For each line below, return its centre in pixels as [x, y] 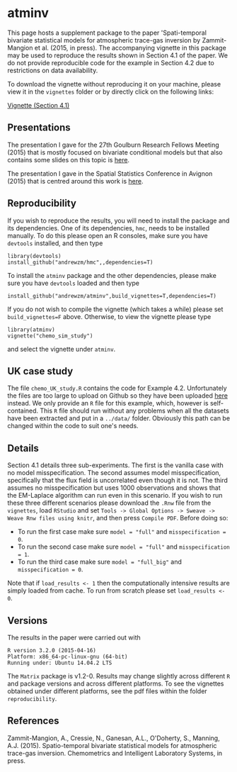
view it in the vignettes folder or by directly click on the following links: [111, 91]
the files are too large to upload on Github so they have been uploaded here [118, 396]
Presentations [39, 128]
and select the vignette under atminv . [62, 349]
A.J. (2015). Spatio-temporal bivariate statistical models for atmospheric [112, 745]
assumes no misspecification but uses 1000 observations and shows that [114, 488]
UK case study [40, 371]
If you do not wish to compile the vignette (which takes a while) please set [115, 309]
